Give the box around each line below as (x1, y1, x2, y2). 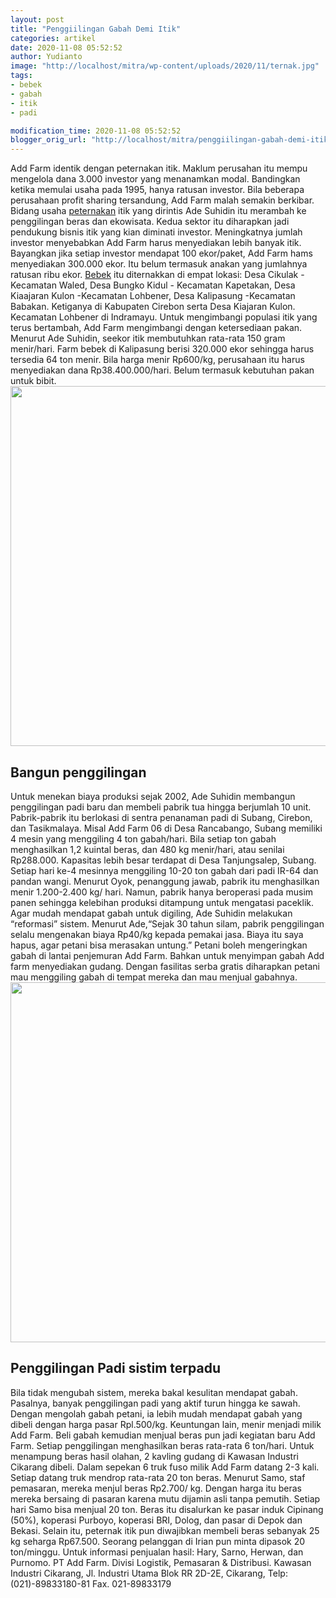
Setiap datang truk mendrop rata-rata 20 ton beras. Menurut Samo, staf (10, 1471, 306, 1483)
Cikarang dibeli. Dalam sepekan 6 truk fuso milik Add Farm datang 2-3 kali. (10, 1461, 320, 1473)
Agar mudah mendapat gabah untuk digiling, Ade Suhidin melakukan (10, 907, 293, 919)
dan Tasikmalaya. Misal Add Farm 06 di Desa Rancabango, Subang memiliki (10, 822, 323, 834)
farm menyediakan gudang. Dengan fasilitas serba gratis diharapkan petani (10, 960, 320, 972)
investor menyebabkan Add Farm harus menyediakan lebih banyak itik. (10, 237, 302, 249)
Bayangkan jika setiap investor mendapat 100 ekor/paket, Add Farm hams (10, 247, 313, 260)
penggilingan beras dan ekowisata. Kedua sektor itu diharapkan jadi (10, 216, 290, 228)
